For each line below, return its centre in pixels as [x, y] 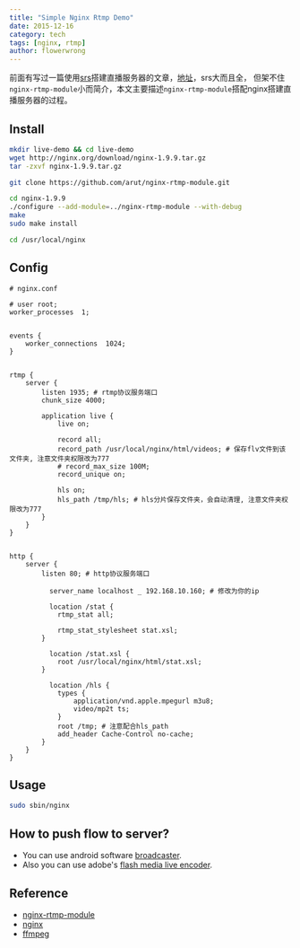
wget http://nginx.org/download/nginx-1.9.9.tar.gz [107, 158]
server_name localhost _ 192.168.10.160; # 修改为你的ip [154, 591]
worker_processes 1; [50, 312]
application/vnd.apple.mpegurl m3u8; [144, 701]
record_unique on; [91, 474]
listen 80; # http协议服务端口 [96, 574]
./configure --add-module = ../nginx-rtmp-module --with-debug [126, 207]
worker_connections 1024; [76, 343]
